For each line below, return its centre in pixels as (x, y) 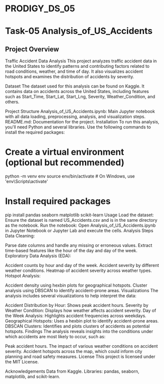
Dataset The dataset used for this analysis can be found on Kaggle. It (75, 86)
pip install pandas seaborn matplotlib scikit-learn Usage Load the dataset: (80, 215)
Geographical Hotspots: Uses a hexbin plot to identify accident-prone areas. (82, 321)
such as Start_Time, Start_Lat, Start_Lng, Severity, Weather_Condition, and (80, 97)
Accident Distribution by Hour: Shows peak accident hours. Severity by (77, 305)
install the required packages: (35, 132)
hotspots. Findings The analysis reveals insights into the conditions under (79, 331)
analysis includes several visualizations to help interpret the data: (71, 296)
